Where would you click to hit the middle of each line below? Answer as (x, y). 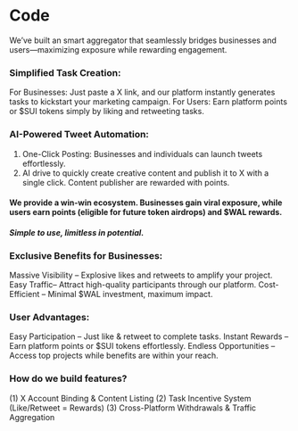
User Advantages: (50, 317)
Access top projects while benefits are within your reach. (114, 356)
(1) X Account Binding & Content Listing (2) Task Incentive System (130, 398)
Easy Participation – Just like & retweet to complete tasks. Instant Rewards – (149, 336)
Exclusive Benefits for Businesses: (86, 255)
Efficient (25, 294)
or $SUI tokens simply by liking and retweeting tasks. (107, 112)
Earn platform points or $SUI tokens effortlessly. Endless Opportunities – (142, 346)
